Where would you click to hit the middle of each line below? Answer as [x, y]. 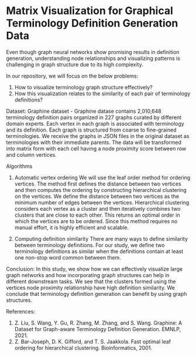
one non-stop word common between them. [68, 257]
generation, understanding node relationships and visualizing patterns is [93, 58]
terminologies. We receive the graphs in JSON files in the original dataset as [98, 136]
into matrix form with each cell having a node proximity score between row [96, 149]
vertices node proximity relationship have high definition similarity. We [91, 287]
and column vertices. [31, 154]
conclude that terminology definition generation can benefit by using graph [97, 294]
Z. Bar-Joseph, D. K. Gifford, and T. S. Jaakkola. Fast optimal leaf [93, 341]
